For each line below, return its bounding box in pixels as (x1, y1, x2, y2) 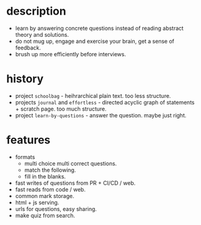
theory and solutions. (15, 31, 69, 38)
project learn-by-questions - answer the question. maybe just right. (15, 111, 187, 119)
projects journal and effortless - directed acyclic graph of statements (15, 98, 195, 106)
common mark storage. (15, 192, 75, 199)
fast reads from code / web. (15, 185, 86, 193)
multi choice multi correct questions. (24, 160, 117, 167)
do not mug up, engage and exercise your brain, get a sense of (15, 37, 175, 45)
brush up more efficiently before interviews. (15, 50, 126, 57)
